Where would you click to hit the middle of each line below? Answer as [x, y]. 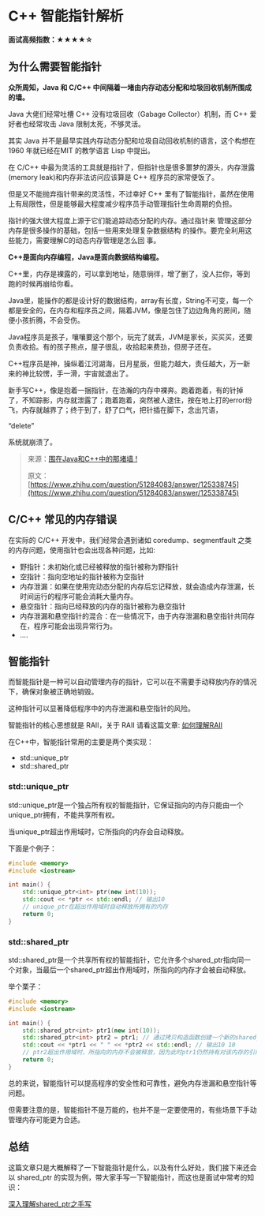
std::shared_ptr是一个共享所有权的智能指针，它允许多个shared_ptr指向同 [126, 960]
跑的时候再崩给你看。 [43, 283]
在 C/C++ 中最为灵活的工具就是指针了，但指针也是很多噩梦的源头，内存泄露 [131, 167]
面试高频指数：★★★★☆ [50, 39]
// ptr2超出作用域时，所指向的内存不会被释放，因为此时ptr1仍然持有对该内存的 [136, 1053]
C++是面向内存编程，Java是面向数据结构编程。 [86, 256]
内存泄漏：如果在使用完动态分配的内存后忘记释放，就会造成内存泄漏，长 [137, 586]
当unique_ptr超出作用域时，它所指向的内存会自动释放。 [98, 831]
